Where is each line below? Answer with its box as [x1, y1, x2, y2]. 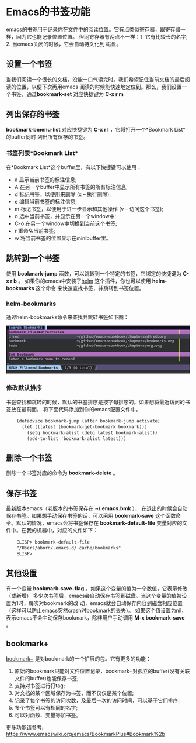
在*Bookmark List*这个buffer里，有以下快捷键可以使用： [6, 163, 142, 170]
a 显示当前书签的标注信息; [14, 176, 77, 183]
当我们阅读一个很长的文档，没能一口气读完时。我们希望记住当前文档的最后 [6, 75, 185, 82]
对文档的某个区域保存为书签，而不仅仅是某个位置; [14, 689, 134, 696]
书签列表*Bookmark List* [6, 149, 79, 157]
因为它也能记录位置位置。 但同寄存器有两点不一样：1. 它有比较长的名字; [16, 33, 188, 40]
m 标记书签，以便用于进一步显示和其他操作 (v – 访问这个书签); [14, 205, 164, 212]
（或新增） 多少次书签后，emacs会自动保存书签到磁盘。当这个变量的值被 [6, 592, 182, 600]
